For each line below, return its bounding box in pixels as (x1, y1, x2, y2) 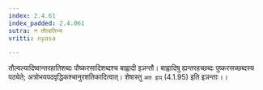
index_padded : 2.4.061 (8, 19, 85, 27)
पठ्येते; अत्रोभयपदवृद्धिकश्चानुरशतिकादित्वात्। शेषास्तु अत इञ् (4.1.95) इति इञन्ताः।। (8, 72, 228, 82)
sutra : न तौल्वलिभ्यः (8, 27, 63, 35)
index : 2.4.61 (8, 11, 57, 20)
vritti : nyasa (8, 34, 57, 43)
